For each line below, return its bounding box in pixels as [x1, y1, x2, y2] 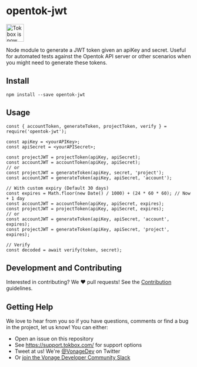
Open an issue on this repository [14, 335, 94, 342]
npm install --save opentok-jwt [6, 91, 85, 98]
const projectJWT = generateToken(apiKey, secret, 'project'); [6, 170, 165, 176]
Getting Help [6, 302, 54, 312]
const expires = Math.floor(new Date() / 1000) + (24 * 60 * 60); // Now [6, 190, 191, 196]
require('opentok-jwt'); [6, 128, 67, 134]
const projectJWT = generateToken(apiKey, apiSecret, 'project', [6, 226, 169, 232]
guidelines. [6, 285, 33, 292]
